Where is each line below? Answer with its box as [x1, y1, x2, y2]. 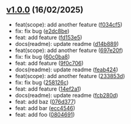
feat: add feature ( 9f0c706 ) [15, 59, 84, 67]
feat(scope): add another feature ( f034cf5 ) [15, 21, 123, 28]
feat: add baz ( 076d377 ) [15, 98, 76, 105]
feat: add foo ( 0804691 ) [15, 111, 75, 118]
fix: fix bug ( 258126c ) [15, 79, 69, 86]
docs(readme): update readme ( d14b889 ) [15, 40, 119, 47]
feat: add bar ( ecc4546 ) [15, 104, 76, 111]
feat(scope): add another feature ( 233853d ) [15, 72, 126, 79]
